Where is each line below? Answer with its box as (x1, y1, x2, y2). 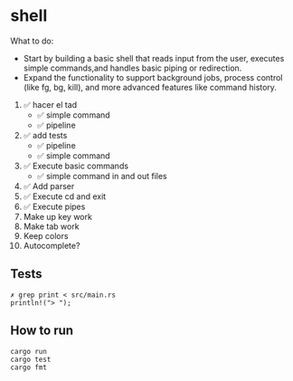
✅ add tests (23, 129, 68, 140)
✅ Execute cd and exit (23, 191, 107, 202)
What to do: (10, 35, 54, 46)
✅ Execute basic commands (23, 160, 129, 171)
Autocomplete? (23, 240, 80, 251)
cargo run (10, 347, 48, 356)
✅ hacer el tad (23, 99, 78, 110)
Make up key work (23, 211, 93, 222)
